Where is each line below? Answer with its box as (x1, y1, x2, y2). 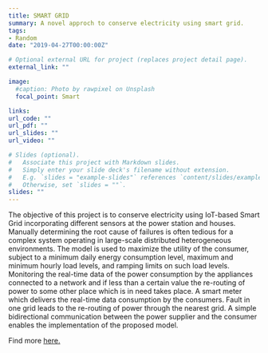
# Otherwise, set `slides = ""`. (8, 180, 127, 188)
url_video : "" (8, 137, 56, 145)
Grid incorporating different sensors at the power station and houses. (8, 219, 236, 228)
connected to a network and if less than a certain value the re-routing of (8, 278, 246, 288)
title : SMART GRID (8, 11, 69, 20)
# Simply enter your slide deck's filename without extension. (8, 165, 230, 174)
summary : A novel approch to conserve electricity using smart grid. (8, 19, 245, 27)
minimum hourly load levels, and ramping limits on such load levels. (8, 261, 230, 271)
